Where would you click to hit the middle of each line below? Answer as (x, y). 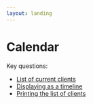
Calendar (33, 47)
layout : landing (29, 13)
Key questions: (27, 66)
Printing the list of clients (51, 93)
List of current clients (46, 79)
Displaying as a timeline (49, 86)
